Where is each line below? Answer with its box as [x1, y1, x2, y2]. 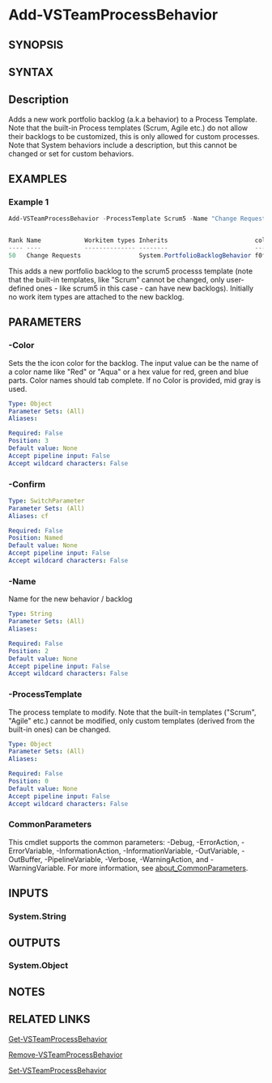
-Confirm [8, 478, 46, 490]
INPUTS [8, 886, 49, 900]
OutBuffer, [8, 854, 43, 864]
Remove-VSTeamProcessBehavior [8, 1050, 123, 1060]
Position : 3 [8, 437, 49, 445]
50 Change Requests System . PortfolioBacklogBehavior [8, 252, 252, 260]
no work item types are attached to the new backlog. [8, 291, 185, 301]
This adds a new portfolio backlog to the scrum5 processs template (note [8, 265, 253, 276]
